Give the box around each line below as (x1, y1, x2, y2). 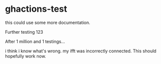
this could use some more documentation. (5, 20, 90, 25)
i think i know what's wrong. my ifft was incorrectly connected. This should (5, 48, 157, 54)
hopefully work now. (5, 53, 47, 59)
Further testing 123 (5, 29, 43, 35)
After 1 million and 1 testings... (5, 38, 65, 44)
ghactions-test (5, 3, 67, 15)
